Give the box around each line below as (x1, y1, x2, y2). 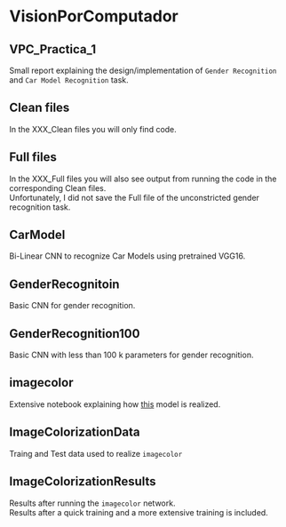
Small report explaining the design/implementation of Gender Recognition (9, 65, 277, 76)
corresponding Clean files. (9, 182, 107, 193)
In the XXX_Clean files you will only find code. (9, 124, 178, 134)
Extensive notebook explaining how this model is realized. (9, 398, 221, 410)
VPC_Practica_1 (9, 42, 97, 57)
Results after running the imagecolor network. (9, 498, 176, 508)
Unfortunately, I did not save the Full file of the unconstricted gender (9, 192, 260, 203)
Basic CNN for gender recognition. (9, 300, 136, 311)
